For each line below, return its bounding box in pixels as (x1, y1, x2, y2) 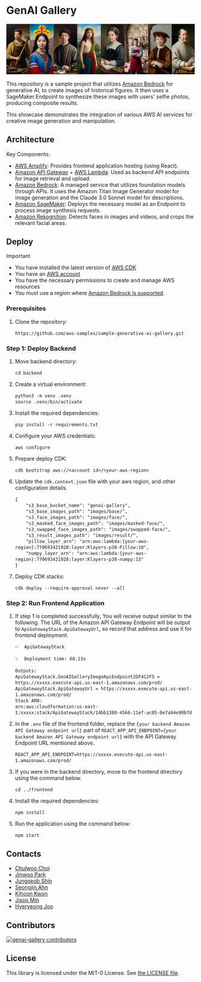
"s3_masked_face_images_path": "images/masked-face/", (26, 521, 166, 527)
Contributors (6, 920, 56, 931)
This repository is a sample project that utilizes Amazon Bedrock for (6, 80, 173, 87)
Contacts (6, 849, 42, 859)
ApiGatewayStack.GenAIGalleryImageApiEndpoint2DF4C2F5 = (14, 674, 160, 680)
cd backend (14, 370, 42, 376)
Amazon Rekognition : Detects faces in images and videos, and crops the (14, 213, 194, 220)
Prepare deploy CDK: (14, 455, 68, 463)
